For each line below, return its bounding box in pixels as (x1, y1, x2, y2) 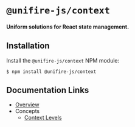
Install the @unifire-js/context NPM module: (6, 57, 120, 64)
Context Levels (24, 114, 62, 122)
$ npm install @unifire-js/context (6, 69, 97, 75)
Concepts (15, 108, 40, 115)
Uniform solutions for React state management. (6, 23, 130, 30)
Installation (6, 41, 50, 51)
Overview (15, 101, 40, 108)
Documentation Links (6, 84, 89, 95)
